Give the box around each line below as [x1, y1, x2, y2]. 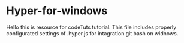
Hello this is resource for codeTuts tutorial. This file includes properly [6, 24, 177, 31]
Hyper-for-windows [6, 4, 108, 18]
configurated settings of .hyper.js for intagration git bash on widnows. [6, 29, 179, 37]
